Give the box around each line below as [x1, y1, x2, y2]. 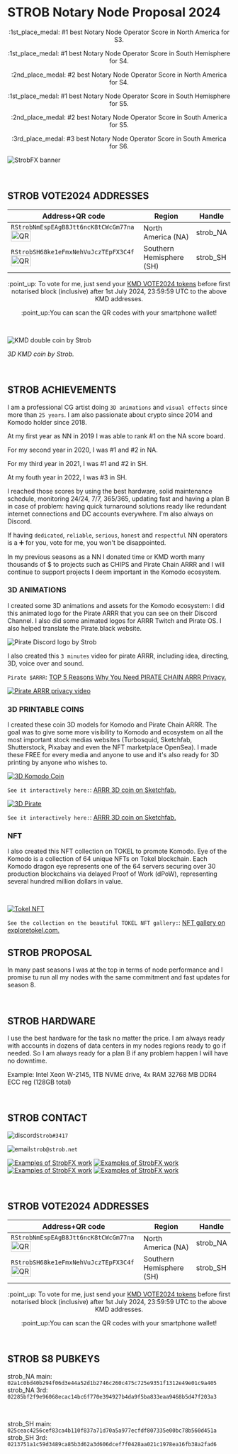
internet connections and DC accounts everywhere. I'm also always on [7, 509, 214, 518]
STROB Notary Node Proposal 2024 [7, 4, 221, 21]
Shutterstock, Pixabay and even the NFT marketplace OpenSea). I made [7, 743, 217, 752]
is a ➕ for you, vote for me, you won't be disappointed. [7, 538, 166, 547]
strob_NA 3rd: [7, 1386, 48, 1394]
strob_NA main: [7, 1372, 52, 1380]
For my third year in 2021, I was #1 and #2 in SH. [7, 459, 148, 467]
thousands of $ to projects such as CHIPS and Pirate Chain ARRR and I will [7, 560, 225, 568]
